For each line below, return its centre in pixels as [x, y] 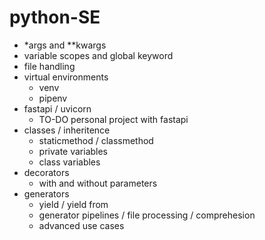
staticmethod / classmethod [96, 140]
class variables [69, 162]
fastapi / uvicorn [57, 108]
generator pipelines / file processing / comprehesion [147, 215]
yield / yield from [73, 204]
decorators [46, 172]
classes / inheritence [67, 130]
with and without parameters [98, 183]
